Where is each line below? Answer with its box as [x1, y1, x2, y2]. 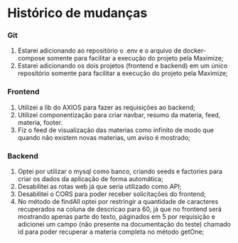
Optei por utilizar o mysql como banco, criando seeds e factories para [17, 167, 222, 175]
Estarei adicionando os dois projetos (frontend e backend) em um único [17, 62, 228, 70]
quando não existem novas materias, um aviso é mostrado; [17, 133, 190, 141]
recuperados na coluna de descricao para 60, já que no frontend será [17, 205, 222, 214]
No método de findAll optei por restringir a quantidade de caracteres [17, 198, 219, 206]
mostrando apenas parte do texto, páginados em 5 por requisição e [17, 212, 215, 221]
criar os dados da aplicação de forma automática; [17, 175, 163, 183]
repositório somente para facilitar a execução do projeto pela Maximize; [17, 69, 229, 77]
